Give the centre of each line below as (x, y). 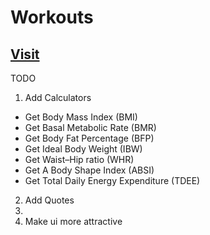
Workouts (52, 17)
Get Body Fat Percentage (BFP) (89, 138)
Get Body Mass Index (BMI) (81, 117)
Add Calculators (58, 97)
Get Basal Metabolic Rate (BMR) (90, 127)
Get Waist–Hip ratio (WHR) (79, 159)
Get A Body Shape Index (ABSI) (89, 170)
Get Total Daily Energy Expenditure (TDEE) (112, 180)
